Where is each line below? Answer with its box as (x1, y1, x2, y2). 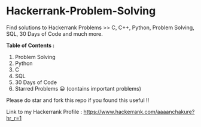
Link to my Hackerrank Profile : (6, 108, 83, 115)
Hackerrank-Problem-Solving (6, 4, 156, 18)
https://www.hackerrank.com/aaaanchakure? (83, 108, 195, 115)
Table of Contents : (6, 42, 55, 49)
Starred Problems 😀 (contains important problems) (14, 85, 142, 92)
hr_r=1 (6, 114, 22, 122)
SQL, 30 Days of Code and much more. (6, 30, 103, 37)
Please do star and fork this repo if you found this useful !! (6, 97, 150, 104)
